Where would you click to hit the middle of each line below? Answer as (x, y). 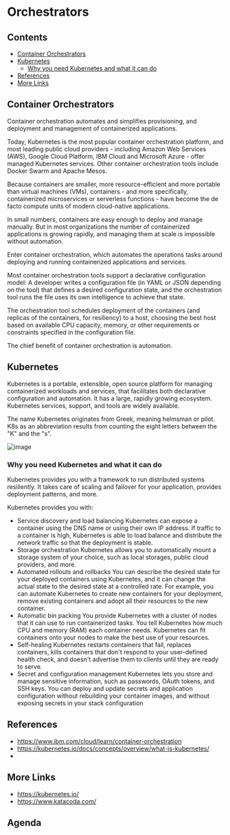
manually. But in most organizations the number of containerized (99, 227)
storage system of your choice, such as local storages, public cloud (113, 557)
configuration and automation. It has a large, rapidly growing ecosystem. (110, 398)
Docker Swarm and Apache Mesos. (57, 171)
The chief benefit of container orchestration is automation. (90, 345)
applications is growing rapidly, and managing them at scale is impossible (111, 233)
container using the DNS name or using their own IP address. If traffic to (119, 528)
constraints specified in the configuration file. (71, 332)
